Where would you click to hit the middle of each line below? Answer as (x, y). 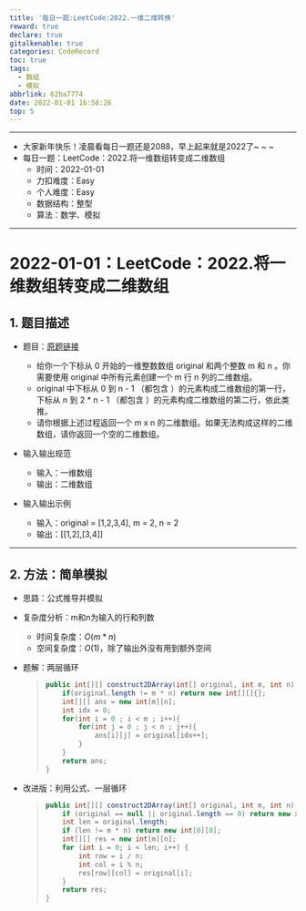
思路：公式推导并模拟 (62, 599)
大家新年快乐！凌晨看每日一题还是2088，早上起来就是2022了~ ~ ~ (148, 147)
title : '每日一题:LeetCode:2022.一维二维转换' (92, 18)
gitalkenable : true (46, 43)
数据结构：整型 (64, 204)
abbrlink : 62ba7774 (46, 94)
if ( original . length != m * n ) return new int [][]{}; (164, 693)
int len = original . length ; (115, 822)
